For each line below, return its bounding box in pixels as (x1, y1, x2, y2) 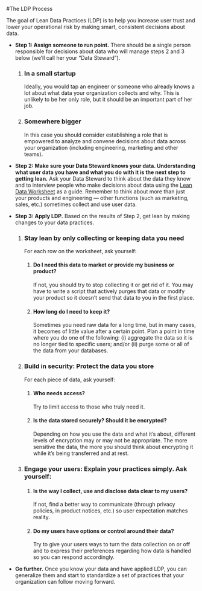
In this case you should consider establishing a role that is (24, 131, 168, 138)
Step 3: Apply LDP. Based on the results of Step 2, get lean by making (14, 212, 190, 219)
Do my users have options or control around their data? (33, 527, 174, 534)
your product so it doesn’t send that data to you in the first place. (33, 294, 195, 302)
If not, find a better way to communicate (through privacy (33, 501, 175, 508)
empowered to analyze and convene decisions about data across (24, 137, 186, 144)
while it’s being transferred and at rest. (33, 450, 129, 457)
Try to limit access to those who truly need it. (33, 403, 145, 410)
